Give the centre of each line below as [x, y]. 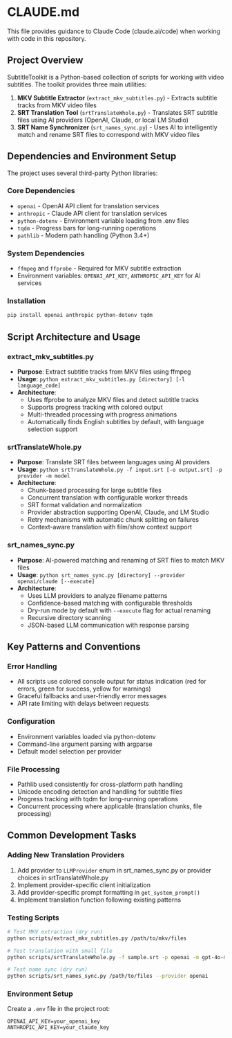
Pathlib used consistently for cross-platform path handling [100, 784]
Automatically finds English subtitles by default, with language [116, 422]
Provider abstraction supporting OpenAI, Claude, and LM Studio [118, 512]
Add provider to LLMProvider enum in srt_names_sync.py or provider [114, 870]
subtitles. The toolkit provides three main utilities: [77, 84]
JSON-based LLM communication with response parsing [108, 625]
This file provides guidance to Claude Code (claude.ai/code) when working [114, 31]
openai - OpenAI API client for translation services [88, 206]
